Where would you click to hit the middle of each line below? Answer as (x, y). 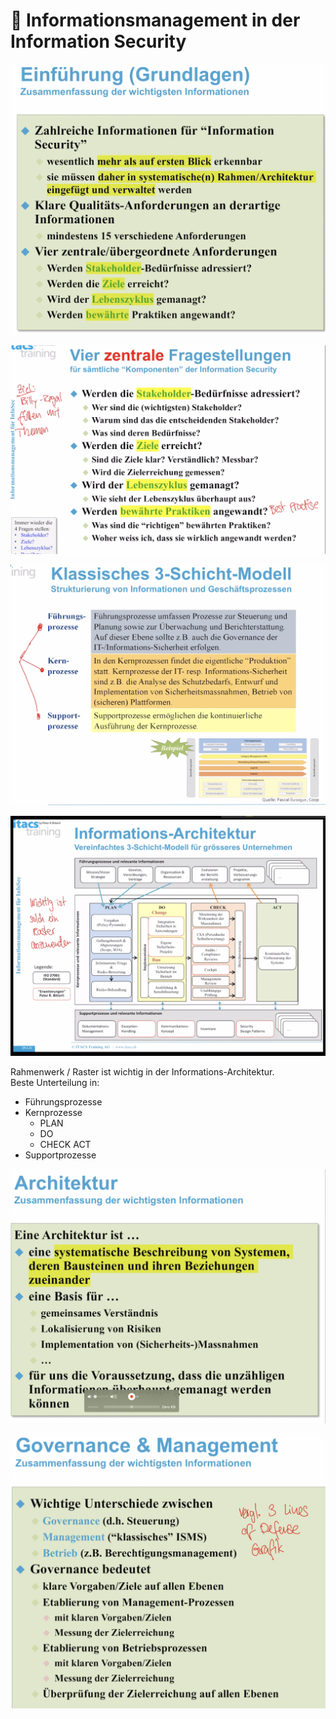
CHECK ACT (65, 1145)
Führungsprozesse (63, 1102)
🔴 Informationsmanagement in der (155, 20)
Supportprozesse (60, 1155)
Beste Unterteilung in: (55, 1083)
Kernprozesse (53, 1113)
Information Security (98, 41)
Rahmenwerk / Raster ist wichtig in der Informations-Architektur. (142, 1072)
